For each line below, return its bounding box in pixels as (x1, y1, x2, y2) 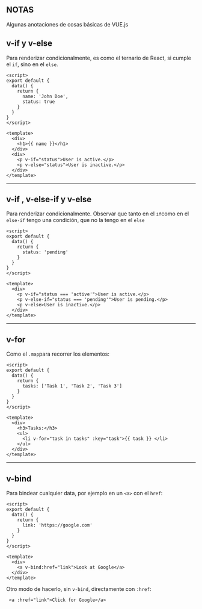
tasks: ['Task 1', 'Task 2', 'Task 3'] (22, 383, 122, 389)
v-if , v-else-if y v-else (6, 194, 92, 205)
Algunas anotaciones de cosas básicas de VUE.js (6, 20, 129, 28)
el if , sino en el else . (6, 60, 58, 68)
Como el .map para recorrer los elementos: (6, 350, 110, 357)
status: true (22, 99, 55, 105)
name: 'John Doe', (22, 93, 69, 99)
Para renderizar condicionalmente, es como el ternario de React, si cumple (6, 54, 191, 61)
